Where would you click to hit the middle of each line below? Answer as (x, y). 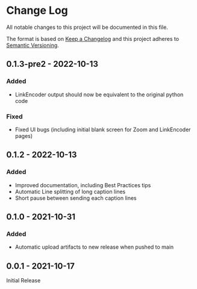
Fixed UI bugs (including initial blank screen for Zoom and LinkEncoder (103, 129)
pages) (24, 135)
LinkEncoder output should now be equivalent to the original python (99, 95)
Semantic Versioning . (33, 45)
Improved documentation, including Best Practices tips (83, 185)
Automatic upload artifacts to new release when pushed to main (94, 247)
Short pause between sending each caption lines (76, 198)
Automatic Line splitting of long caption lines (70, 191)
